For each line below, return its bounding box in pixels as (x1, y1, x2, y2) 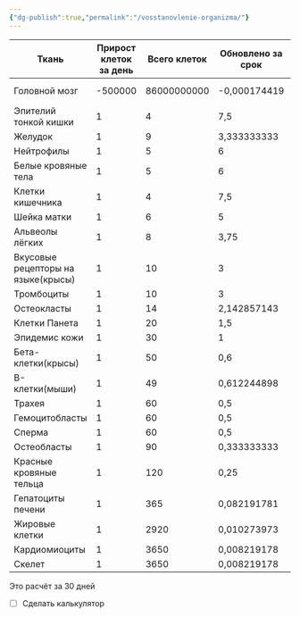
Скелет (13, 557, 46, 570)
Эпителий (13, 104, 56, 117)
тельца (13, 477, 45, 489)
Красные (13, 454, 54, 467)
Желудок (13, 130, 54, 143)
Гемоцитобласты (13, 412, 87, 424)
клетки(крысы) (13, 356, 79, 369)
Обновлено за (220, 46, 283, 59)
